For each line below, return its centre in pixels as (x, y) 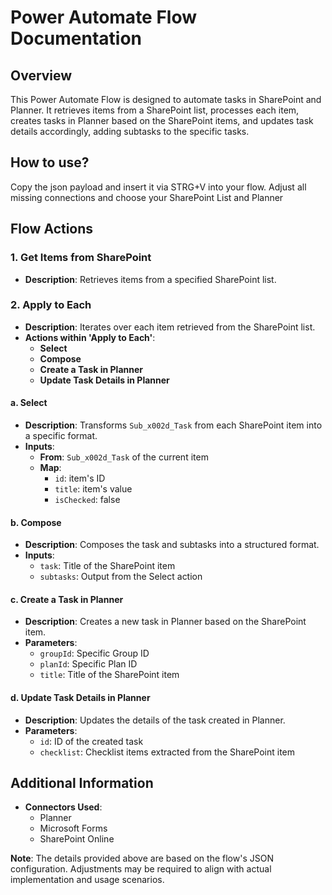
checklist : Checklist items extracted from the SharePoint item (167, 752)
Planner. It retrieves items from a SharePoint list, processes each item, (155, 110)
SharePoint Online (77, 839)
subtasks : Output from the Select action (121, 577)
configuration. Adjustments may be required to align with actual (141, 869)
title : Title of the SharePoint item (109, 675)
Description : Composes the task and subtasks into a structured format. (172, 545)
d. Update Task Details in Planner (80, 697)
